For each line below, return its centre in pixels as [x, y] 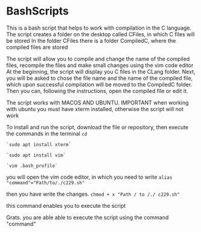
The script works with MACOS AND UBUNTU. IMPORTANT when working [97, 102]
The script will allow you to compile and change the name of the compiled [98, 59]
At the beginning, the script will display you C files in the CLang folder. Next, [101, 71]
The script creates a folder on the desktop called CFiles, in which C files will [101, 34]
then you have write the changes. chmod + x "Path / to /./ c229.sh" [93, 194]
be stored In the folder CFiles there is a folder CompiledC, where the [91, 40]
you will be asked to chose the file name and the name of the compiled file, [100, 78]
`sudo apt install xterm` [39, 144]
